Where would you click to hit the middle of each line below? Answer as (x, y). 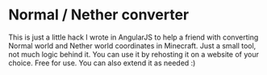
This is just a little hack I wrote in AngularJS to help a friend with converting (133, 37)
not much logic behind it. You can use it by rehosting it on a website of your (134, 54)
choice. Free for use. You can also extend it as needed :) (102, 63)
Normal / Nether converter (99, 15)
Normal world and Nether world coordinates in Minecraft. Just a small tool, (132, 45)
